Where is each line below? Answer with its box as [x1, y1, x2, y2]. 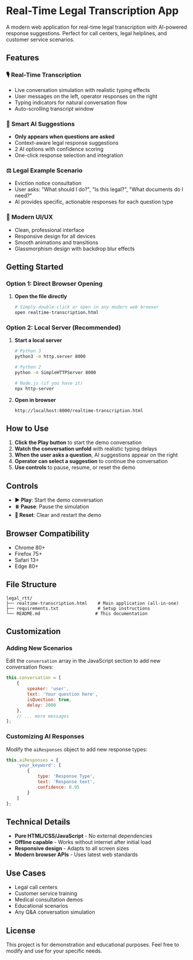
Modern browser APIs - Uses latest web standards [14, 851, 139, 858]
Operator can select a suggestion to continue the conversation [14, 458, 168, 465]
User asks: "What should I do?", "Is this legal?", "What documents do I [14, 186, 184, 193]
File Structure [6, 580, 57, 590]
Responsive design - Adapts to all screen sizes [14, 845, 129, 852]
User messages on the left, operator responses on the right [14, 93, 158, 100]
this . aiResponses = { [6, 757, 59, 763]
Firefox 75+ [14, 550, 43, 557]
